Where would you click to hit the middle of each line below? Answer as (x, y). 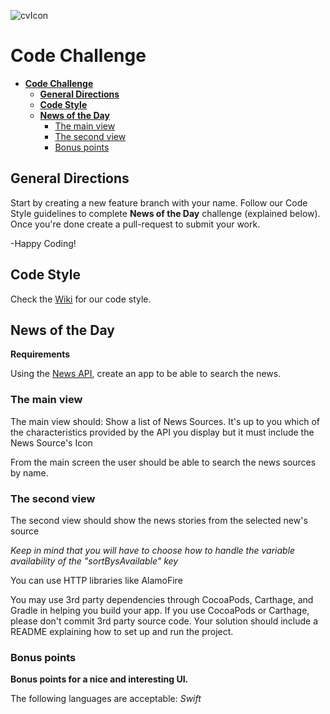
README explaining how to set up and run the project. (122, 631)
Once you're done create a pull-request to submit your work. (135, 224)
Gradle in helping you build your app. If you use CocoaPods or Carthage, (160, 610)
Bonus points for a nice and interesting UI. (99, 679)
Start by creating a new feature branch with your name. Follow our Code (159, 202)
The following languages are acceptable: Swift (106, 699)
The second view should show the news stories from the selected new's (159, 520)
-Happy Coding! (43, 243)
